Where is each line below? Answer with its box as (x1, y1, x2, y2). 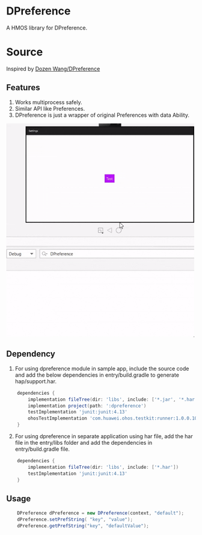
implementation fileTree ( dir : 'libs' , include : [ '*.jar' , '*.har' (28, 396, 198, 403)
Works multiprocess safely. (14, 98, 82, 106)
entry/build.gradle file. (14, 445, 70, 453)
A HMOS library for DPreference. (6, 24, 88, 31)
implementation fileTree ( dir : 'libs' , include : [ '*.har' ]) (28, 464, 179, 470)
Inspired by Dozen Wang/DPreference (6, 65, 100, 72)
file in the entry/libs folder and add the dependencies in (14, 439, 153, 447)
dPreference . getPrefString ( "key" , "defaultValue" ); (17, 523, 149, 529)
